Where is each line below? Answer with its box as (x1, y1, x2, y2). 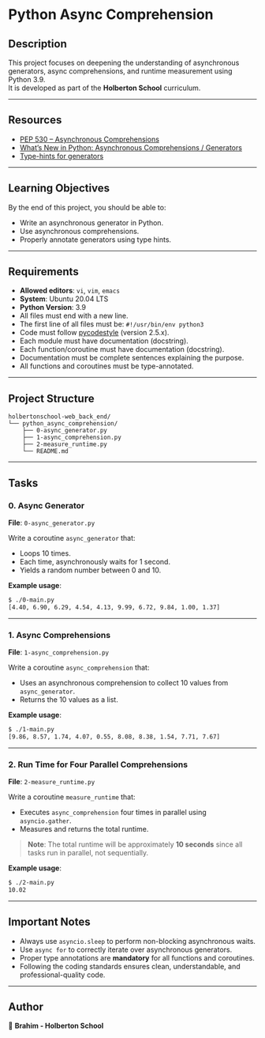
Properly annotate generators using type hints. (19, 235, 172, 244)
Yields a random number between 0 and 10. (19, 565, 162, 575)
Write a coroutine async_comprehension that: (8, 662, 150, 672)
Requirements (8, 265, 79, 278)
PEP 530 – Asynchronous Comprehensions (19, 134, 160, 144)
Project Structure (8, 391, 95, 405)
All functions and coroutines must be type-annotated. (19, 361, 194, 371)
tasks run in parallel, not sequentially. (27, 848, 149, 858)
